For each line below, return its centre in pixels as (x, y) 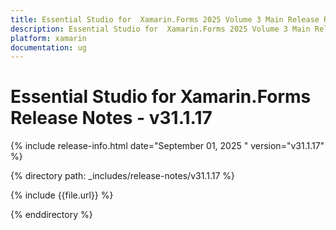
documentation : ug (48, 47)
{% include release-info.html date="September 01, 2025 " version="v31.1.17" (167, 146)
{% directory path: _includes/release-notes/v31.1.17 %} (122, 176)
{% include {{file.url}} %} (62, 195)
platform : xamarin (48, 38)
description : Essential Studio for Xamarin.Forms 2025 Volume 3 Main (160, 29)
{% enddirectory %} (51, 215)
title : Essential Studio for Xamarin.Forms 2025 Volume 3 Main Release (165, 19)
